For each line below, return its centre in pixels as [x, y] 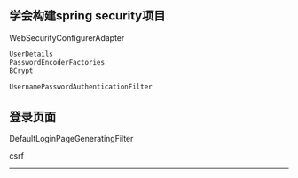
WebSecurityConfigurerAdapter [67, 37]
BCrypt [21, 70]
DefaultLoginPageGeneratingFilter [71, 139]
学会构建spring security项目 [87, 16]
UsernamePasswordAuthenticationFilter [81, 87]
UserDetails [31, 54]
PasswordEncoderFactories [57, 62]
